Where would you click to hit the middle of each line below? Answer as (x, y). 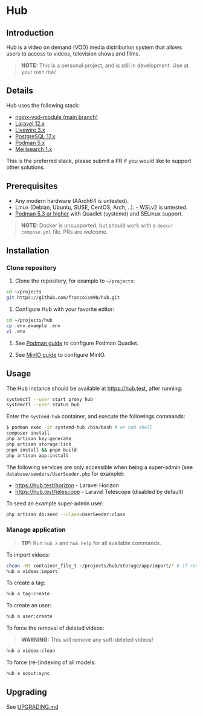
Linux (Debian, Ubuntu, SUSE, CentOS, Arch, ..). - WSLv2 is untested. (101, 207)
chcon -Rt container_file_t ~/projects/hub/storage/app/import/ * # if (97, 566)
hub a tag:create (28, 594)
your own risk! (39, 72)
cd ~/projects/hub (29, 321)
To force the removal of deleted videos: (55, 628)
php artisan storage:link (39, 444)
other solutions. (26, 167)
